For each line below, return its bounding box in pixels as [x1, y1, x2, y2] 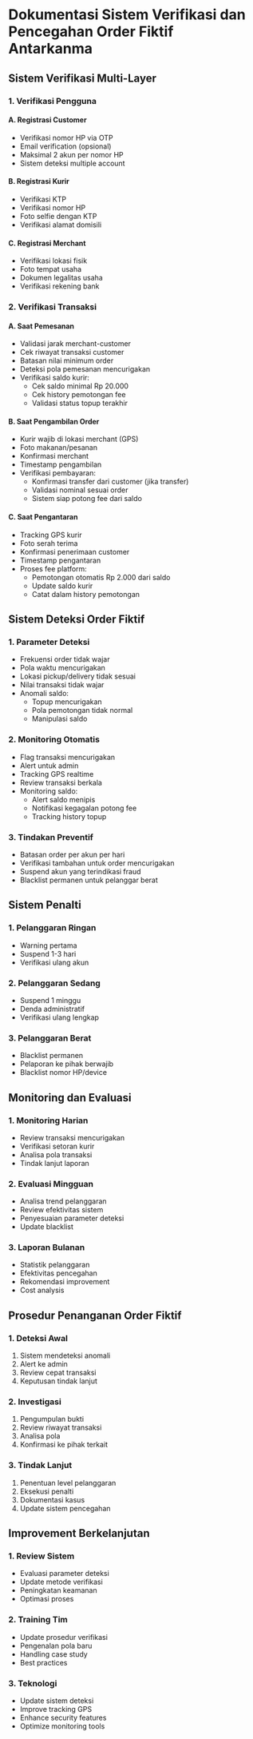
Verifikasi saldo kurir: [19, 373, 90, 383]
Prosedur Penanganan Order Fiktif [8, 1308, 182, 1322]
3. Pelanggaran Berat [8, 1033, 92, 1044]
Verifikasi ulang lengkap [19, 1013, 100, 1022]
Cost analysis [19, 1285, 65, 1295]
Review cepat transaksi [19, 1368, 97, 1378]
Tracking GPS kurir [19, 530, 82, 539]
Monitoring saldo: [19, 786, 78, 796]
